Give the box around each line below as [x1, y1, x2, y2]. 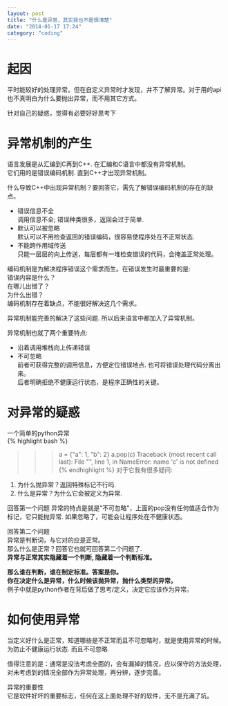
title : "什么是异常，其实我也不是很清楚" [7, 17, 113, 24]
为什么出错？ [7, 291, 44, 299]
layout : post [7, 10, 45, 17]
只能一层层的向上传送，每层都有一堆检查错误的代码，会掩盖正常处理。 [17, 250, 218, 258]
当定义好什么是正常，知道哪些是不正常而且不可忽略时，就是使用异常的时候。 [7, 636, 225, 644]
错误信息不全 [17, 207, 54, 215]
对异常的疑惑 [7, 405, 81, 421]
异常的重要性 [7, 683, 44, 691]
